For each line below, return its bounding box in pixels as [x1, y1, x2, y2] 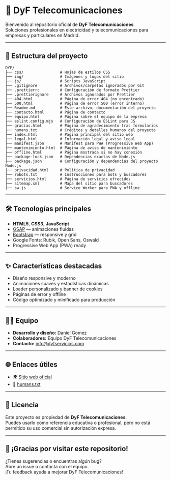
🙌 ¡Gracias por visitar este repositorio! [5, 444, 128, 453]
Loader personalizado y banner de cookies [12, 286, 103, 292]
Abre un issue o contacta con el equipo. [5, 463, 89, 469]
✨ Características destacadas [5, 261, 102, 270]
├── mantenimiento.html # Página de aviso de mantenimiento [5, 145, 138, 151]
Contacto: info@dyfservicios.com [12, 341, 84, 347]
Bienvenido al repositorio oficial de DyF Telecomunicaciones [5, 21, 134, 27]
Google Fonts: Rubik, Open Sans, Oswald [12, 236, 99, 243]
